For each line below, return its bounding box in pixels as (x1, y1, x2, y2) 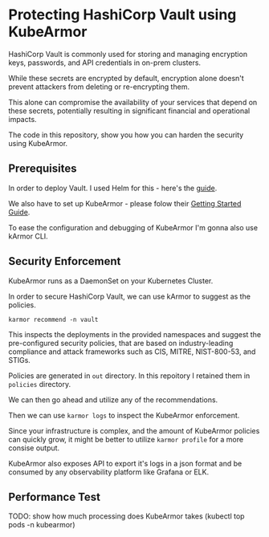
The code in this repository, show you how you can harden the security (8, 130, 244, 140)
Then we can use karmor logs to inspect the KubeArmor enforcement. (8, 410, 240, 420)
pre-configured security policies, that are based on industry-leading (8, 338, 234, 348)
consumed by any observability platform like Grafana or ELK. (8, 467, 210, 477)
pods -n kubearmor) (8, 520, 75, 530)
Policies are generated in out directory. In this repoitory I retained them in (8, 371, 251, 380)
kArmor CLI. (8, 231, 48, 241)
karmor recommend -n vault (8, 315, 99, 323)
